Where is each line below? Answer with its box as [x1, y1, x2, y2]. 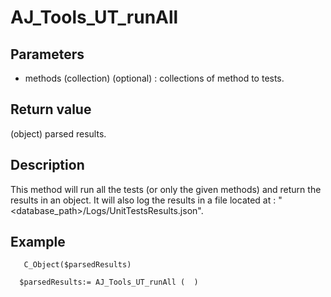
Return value [10, 101, 92, 118]
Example [10, 234, 66, 251]
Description [10, 157, 85, 174]
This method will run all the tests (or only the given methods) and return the [10, 183, 322, 195]
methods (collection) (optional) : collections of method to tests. [24, 72, 285, 84]
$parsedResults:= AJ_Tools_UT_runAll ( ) [19, 277, 199, 288]
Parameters [10, 46, 85, 63]
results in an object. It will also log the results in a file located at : [10, 194, 277, 206]
